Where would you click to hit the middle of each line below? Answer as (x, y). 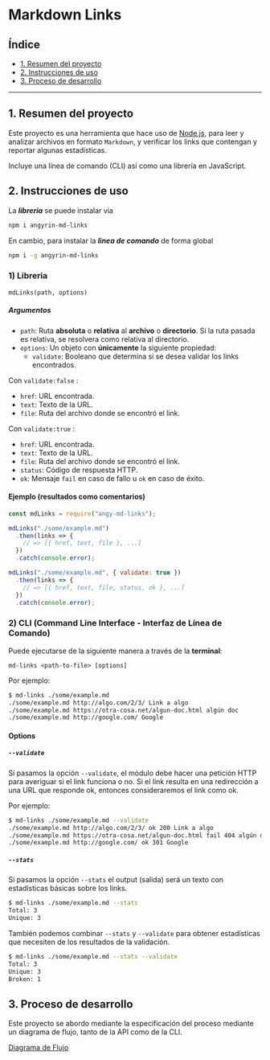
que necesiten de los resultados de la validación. (89, 942)
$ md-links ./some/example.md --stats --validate (93, 956)
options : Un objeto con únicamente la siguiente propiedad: (118, 347)
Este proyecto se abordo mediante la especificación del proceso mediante (131, 1024)
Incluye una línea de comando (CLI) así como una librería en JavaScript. (127, 166)
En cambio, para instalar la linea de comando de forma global (111, 240)
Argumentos (30, 310)
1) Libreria (28, 276)
